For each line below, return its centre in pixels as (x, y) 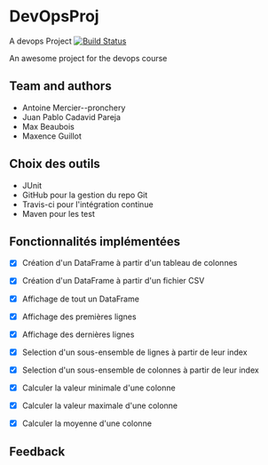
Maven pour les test (58, 213)
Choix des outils (55, 164)
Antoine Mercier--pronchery (74, 108)
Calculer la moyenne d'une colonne (87, 423)
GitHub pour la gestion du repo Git (85, 195)
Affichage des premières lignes (79, 317)
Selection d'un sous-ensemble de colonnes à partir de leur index (140, 370)
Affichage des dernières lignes (78, 334)
